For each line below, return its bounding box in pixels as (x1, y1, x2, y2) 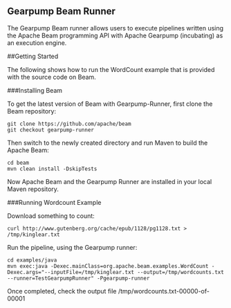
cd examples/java (7, 256, 57, 264)
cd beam (7, 159, 30, 166)
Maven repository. (7, 185, 59, 193)
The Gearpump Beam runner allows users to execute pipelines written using (7, 24, 223, 32)
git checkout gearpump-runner (7, 126, 95, 134)
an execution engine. (7, 38, 67, 47)
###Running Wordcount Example (7, 198, 102, 206)
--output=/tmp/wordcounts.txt (137, 269, 225, 275)
